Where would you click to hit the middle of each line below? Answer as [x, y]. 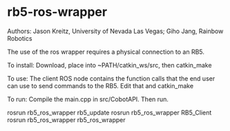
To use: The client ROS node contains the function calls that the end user [111, 78]
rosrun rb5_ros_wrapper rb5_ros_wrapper [66, 120]
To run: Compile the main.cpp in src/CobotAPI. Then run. [88, 99]
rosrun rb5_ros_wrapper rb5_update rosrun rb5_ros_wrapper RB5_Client [109, 112]
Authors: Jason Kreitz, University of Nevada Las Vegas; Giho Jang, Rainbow [115, 31]
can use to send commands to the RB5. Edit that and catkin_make [100, 85]
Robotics [20, 38]
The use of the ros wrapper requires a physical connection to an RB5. [106, 52]
